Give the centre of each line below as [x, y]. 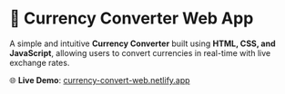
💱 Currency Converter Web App [132, 19]
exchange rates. [40, 62]
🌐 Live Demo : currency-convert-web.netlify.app [100, 80]
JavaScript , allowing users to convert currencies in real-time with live [140, 52]
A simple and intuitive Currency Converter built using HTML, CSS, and [142, 43]
